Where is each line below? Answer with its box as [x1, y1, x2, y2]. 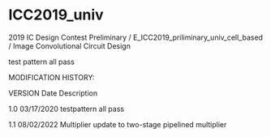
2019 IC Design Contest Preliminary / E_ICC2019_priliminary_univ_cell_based [8, 32, 264, 42]
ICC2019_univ [8, 6, 104, 24]
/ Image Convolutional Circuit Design [8, 41, 131, 50]
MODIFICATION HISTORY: [8, 72, 95, 82]
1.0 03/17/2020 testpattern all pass [8, 104, 124, 113]
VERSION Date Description [8, 88, 98, 98]
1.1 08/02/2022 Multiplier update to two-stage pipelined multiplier [8, 119, 227, 129]
